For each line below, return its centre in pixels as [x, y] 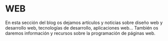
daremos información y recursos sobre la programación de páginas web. [80, 33]
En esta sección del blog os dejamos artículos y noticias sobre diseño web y [84, 22]
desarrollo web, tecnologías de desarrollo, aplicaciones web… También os [82, 27]
